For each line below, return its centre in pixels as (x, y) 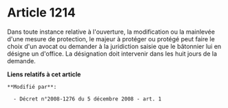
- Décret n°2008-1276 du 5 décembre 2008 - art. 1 (87, 99)
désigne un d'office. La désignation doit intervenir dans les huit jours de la (112, 54)
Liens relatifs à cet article (44, 74)
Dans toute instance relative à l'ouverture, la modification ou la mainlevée (111, 32)
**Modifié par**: (32, 87)
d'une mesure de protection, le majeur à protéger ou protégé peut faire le (111, 39)
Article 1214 (41, 13)
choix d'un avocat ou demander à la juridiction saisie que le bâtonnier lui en (114, 46)
